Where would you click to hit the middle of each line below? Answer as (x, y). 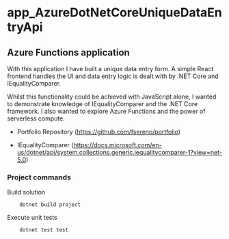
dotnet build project (50, 205)
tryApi (25, 27)
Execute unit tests (32, 218)
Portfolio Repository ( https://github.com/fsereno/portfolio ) (99, 132)
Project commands (39, 177)
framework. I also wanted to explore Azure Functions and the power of (106, 111)
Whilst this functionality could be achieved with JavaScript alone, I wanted (112, 97)
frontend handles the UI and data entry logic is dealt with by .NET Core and (113, 76)
